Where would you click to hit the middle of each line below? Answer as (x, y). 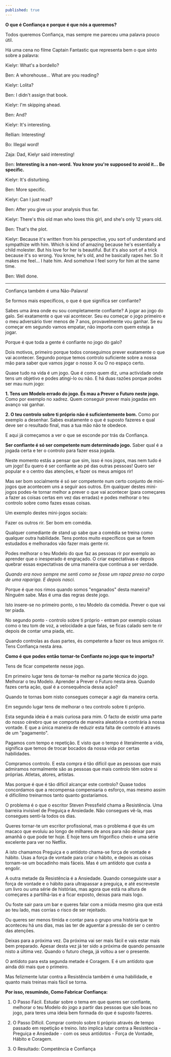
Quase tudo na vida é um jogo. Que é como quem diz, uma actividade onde (84, 373)
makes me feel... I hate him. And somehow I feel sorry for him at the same (82, 261)
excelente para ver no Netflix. (36, 842)
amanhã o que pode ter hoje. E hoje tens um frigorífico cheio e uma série (82, 837)
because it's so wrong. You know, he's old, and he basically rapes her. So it (84, 255)
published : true (22, 10)
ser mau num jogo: (25, 383)
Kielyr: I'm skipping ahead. (33, 105)
